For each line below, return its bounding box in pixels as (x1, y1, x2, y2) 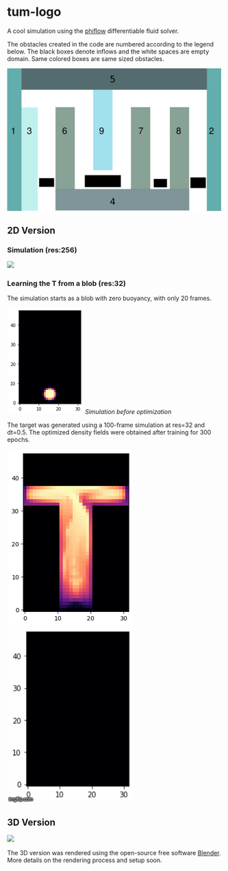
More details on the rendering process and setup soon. (7, 856, 162, 864)
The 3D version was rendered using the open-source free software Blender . (7, 849, 221, 857)
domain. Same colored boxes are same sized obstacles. (7, 54, 164, 62)
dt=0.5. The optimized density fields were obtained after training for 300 (7, 428, 212, 437)
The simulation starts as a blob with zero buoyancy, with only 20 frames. (7, 294, 212, 302)
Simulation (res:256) (7, 245, 77, 254)
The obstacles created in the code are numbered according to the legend (7, 40, 214, 48)
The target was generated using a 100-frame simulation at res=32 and (7, 421, 205, 429)
